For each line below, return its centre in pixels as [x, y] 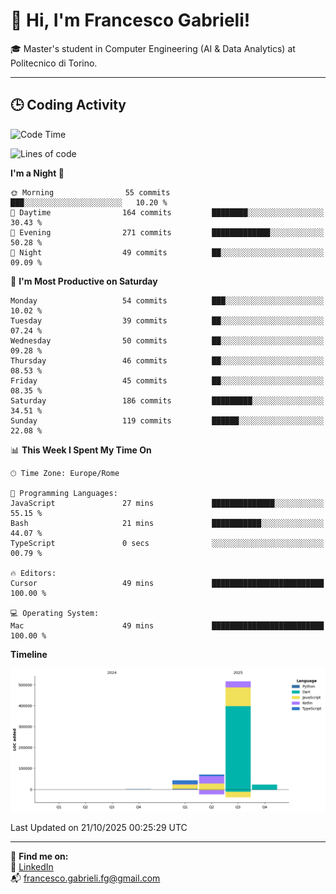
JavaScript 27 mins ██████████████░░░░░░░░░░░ [167, 503]
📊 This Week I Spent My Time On [81, 450]
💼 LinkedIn [32, 867]
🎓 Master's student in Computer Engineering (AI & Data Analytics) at [153, 48]
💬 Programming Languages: [64, 493]
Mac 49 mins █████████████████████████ [167, 625]
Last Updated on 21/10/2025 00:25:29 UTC [99, 828]
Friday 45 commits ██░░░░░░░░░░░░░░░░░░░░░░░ [167, 380]
